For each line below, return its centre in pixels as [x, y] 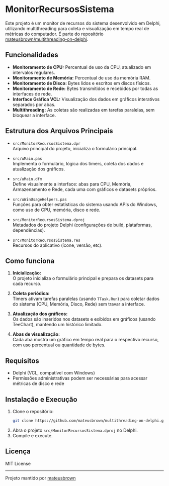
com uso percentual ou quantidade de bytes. [59, 345]
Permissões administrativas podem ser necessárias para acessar [80, 378]
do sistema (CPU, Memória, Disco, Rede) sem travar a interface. [79, 304]
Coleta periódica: [31, 294]
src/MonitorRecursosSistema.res [46, 240]
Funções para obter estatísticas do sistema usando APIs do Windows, [85, 204]
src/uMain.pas [27, 159]
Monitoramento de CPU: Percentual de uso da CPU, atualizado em [82, 67]
